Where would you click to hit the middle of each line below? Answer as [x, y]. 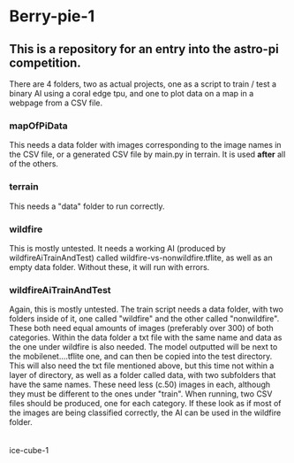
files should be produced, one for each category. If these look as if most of [145, 404]
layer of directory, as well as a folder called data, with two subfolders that [143, 375]
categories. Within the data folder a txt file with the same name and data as [146, 337]
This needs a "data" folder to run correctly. [87, 206]
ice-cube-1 [29, 451]
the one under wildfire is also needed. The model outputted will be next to [143, 347]
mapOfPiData [38, 126]
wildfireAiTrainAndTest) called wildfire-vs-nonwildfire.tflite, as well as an [141, 258]
